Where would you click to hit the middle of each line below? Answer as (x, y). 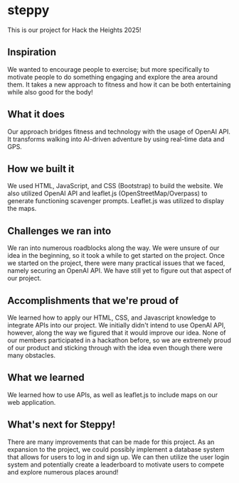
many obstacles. (31, 355)
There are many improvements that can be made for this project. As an (111, 442)
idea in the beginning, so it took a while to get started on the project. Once (116, 256)
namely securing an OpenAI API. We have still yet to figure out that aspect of (119, 271)
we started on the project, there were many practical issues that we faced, (116, 263)
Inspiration (32, 52)
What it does (36, 115)
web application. (32, 402)
